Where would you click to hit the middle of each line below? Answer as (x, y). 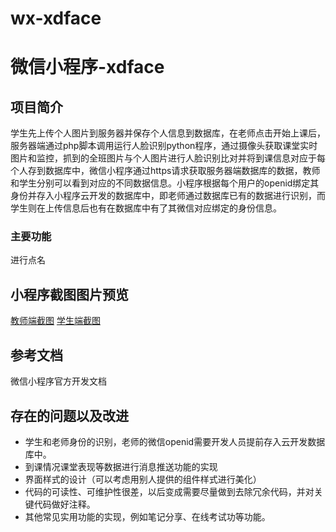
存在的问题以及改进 (69, 415)
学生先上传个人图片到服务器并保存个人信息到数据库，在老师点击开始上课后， (168, 133)
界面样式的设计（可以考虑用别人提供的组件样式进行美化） (143, 479)
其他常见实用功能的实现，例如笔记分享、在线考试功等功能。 (147, 516)
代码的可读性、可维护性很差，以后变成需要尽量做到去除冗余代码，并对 (169, 491)
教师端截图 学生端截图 (55, 321)
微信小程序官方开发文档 (58, 381)
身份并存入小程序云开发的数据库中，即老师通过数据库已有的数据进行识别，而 (168, 196)
